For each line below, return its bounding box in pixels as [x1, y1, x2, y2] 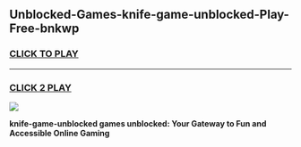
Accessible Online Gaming [9, 127, 110, 138]
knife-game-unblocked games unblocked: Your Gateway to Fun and [9, 118, 267, 128]
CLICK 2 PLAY [9, 81, 72, 94]
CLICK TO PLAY [9, 48, 79, 61]
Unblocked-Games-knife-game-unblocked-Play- [9, 7, 289, 22]
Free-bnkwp [9, 21, 80, 37]
